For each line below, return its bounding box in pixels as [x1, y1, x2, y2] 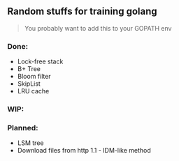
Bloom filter [17, 72, 51, 81]
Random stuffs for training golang [7, 6, 157, 17]
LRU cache [17, 87, 50, 95]
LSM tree [17, 139, 44, 147]
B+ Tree [17, 65, 41, 73]
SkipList [17, 79, 41, 88]
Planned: [7, 123, 38, 132]
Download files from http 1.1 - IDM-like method [17, 146, 152, 155]
